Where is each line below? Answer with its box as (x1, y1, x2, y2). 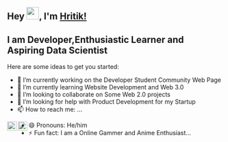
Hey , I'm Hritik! (7, 11, 87, 23)
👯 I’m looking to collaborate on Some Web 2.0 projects (16, 90, 171, 99)
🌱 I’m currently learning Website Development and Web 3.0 (16, 83, 184, 91)
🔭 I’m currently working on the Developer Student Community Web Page (16, 76, 221, 84)
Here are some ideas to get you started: (7, 63, 120, 71)
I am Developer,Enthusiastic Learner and (7, 33, 184, 45)
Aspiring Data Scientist (7, 44, 108, 56)
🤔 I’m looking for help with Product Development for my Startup (16, 98, 197, 106)
